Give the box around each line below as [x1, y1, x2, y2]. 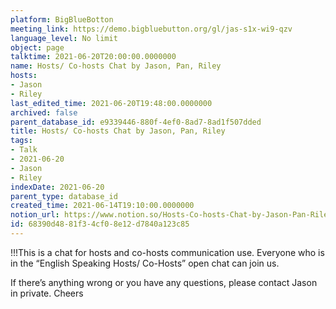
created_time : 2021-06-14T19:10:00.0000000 [10, 201, 195, 211]
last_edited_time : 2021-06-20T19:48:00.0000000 [10, 98, 213, 108]
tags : [10, 136, 33, 146]
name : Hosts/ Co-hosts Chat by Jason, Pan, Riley [10, 61, 222, 71]
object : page [10, 42, 65, 53]
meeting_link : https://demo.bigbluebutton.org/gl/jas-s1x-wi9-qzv [10, 24, 293, 34]
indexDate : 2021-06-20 [10, 182, 105, 192]
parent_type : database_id [10, 191, 118, 201]
